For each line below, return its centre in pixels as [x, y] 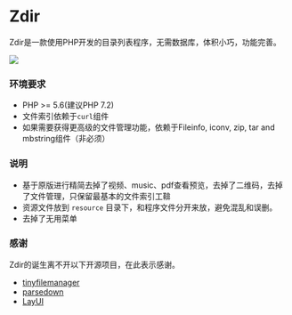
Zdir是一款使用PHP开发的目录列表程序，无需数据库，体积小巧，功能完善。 [146, 42]
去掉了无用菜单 [49, 218]
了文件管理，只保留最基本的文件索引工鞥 [96, 196]
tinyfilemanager [51, 282]
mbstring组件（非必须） [66, 139]
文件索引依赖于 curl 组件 [65, 117]
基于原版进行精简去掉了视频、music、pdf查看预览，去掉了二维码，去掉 [152, 185]
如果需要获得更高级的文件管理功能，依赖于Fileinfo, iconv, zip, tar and [148, 127]
